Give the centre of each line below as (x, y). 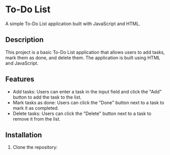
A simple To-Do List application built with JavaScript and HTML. (73, 24)
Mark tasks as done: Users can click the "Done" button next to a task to (88, 102)
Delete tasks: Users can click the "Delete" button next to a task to (82, 113)
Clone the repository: (35, 147)
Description (24, 40)
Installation (24, 135)
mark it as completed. (36, 108)
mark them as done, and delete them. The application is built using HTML (83, 57)
